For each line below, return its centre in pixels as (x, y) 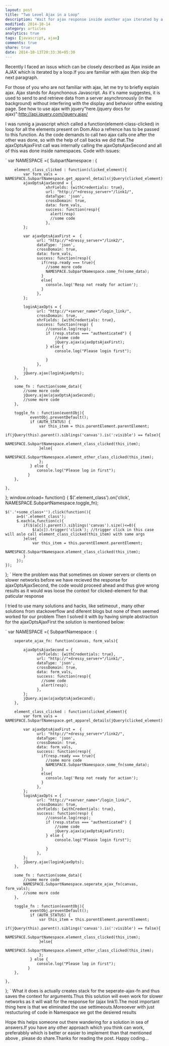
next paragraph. (22, 77)
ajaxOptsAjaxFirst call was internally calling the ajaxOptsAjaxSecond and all (83, 145)
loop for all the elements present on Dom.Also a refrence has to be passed (82, 129)
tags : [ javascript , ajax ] (32, 38)
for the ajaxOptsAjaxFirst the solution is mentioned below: (65, 622)
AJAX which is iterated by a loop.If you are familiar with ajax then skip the (81, 72)
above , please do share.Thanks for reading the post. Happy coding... (77, 1038)
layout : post (19, 10)
